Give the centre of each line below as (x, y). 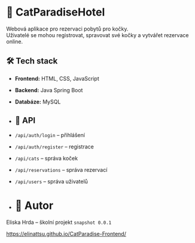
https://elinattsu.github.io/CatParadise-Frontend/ (66, 233)
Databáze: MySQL (38, 102)
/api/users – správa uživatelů (51, 181)
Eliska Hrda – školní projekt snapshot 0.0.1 (59, 222)
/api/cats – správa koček (46, 158)
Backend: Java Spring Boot (49, 90)
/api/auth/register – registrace (54, 147)
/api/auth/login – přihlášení (50, 135)
